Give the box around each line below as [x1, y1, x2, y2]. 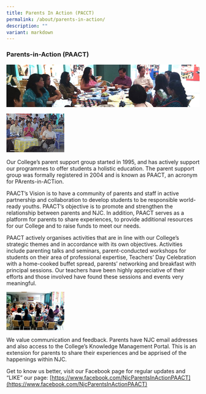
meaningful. [6, 279, 37, 287]
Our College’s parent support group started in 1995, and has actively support [6, 158, 200, 165]
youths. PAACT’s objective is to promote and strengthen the [22, 203, 174, 210]
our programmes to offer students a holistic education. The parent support [6, 165, 195, 172]
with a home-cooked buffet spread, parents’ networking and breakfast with [6, 260, 196, 267]
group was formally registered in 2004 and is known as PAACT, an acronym [6, 171, 198, 179]
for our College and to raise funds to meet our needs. [6, 222, 141, 229]
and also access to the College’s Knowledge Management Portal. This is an [6, 343, 196, 350]
